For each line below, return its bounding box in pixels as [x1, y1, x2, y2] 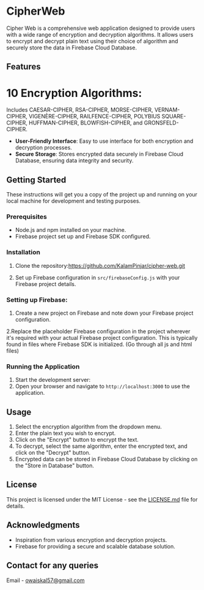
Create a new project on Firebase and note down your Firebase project [15, 309, 194, 317]
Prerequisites [6, 212, 47, 221]
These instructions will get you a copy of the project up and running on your [6, 191, 197, 198]
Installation [6, 248, 41, 257]
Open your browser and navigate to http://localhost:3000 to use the [15, 383, 191, 390]
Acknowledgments [6, 520, 81, 530]
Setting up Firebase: [6, 295, 68, 304]
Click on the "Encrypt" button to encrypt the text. [15, 436, 139, 444]
